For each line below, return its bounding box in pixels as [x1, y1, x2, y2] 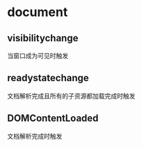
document [7, 4, 68, 20]
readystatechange [7, 72, 89, 84]
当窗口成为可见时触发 [7, 52, 68, 59]
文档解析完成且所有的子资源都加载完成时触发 [7, 92, 136, 100]
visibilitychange [7, 32, 79, 44]
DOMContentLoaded [7, 113, 99, 125]
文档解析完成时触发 [7, 132, 63, 140]
